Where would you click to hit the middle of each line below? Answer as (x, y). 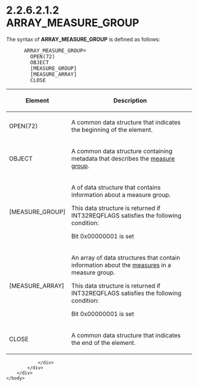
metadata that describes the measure (123, 159)
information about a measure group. (121, 195)
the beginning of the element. (112, 130)
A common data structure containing (122, 151)
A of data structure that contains (116, 187)
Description (130, 100)
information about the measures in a (121, 265)
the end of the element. (103, 343)
